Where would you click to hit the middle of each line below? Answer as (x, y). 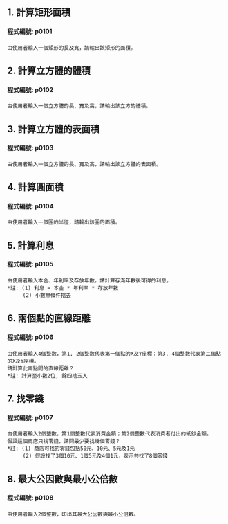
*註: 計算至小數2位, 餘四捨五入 (47, 376)
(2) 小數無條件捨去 (47, 295)
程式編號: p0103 (30, 148)
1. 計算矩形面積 (39, 12)
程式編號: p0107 (30, 417)
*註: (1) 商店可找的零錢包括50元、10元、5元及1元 (71, 449)
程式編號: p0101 (30, 31)
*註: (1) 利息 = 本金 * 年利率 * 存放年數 (63, 288)
